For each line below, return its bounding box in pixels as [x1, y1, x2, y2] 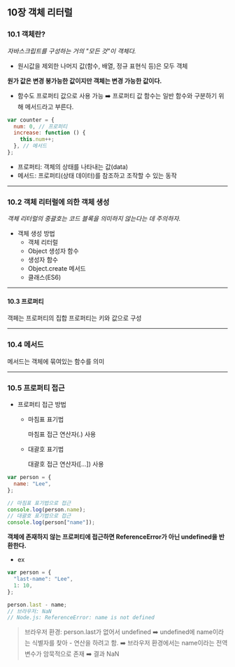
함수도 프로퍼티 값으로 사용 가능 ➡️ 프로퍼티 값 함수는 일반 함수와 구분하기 [17, 91, 218, 100]
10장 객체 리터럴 [7, 6, 73, 19]
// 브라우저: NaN [7, 607, 52, 615]
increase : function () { [13, 129, 86, 137]
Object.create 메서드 [27, 264, 86, 273]
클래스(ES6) [27, 273, 62, 282]
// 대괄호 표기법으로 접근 [7, 513, 71, 520]
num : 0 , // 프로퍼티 [13, 123, 68, 130]
